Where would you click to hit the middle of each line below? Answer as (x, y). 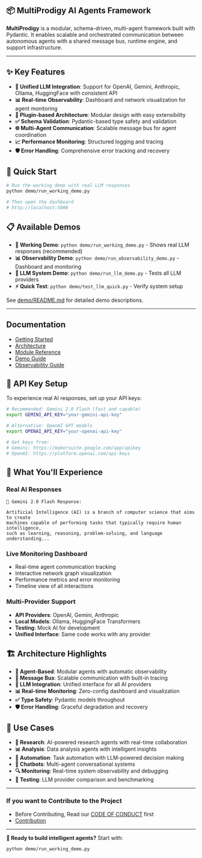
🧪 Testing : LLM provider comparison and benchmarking (84, 780)
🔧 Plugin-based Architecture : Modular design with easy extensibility (100, 114)
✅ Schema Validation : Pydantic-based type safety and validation (96, 121)
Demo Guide (30, 359)
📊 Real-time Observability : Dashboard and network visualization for (100, 99)
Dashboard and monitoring (48, 266)
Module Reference (38, 352)
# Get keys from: (28, 442)
